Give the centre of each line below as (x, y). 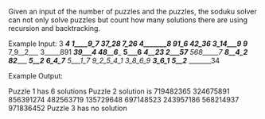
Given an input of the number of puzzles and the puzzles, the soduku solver (132, 12)
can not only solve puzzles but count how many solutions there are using (128, 20)
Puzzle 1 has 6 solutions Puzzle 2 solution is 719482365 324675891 (119, 91)
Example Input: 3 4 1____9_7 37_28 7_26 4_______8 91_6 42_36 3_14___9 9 (128, 44)
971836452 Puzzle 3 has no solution (68, 108)
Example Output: (36, 76)
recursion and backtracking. (55, 28)
